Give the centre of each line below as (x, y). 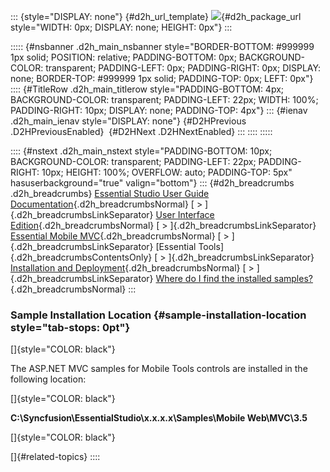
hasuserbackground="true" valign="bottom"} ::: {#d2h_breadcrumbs (152, 183)
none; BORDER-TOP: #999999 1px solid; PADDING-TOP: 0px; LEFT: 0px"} (162, 78)
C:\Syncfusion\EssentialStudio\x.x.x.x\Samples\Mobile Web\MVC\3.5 (159, 418)
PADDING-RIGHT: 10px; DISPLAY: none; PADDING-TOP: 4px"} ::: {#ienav (159, 110)
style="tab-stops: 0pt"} (70, 327)
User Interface (185, 214)
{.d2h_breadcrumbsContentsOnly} (81, 257)
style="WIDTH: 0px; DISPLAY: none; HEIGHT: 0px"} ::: (121, 27)
